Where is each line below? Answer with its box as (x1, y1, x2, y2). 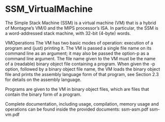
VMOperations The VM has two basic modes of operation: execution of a (5, 40, 154, 45)
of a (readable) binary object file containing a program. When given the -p (5, 61, 155, 67)
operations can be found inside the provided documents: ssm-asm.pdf (5, 106, 149, 112)
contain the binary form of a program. (5, 91, 82, 97)
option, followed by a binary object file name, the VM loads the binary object (5, 66, 160, 72)
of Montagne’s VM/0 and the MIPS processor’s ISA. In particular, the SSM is (5, 25, 159, 31)
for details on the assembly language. (5, 77, 82, 82)
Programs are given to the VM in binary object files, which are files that (5, 86, 149, 92)
